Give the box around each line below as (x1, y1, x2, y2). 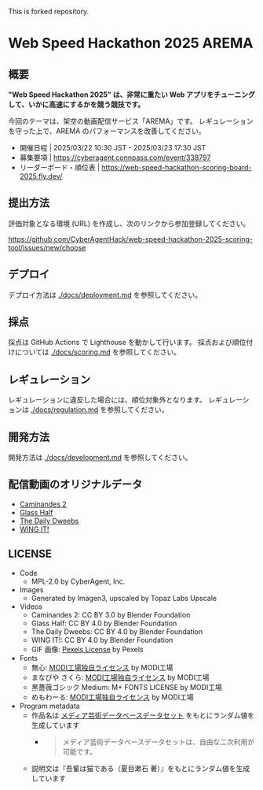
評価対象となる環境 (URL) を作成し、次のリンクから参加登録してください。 (8, 218, 250, 228)
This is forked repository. (8, 7, 89, 16)
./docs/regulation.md (30, 405, 99, 414)
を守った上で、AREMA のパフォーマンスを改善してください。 (8, 126, 206, 135)
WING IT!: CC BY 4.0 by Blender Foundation (31, 635, 174, 644)
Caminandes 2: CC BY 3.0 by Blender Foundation (31, 610, 191, 619)
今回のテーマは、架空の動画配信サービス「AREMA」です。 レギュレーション (8, 117, 254, 125)
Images (19, 584, 44, 594)
